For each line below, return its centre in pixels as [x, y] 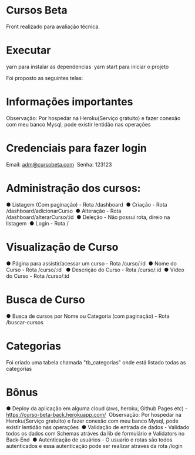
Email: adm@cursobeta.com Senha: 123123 [59, 164]
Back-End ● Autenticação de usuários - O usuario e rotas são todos [89, 440]
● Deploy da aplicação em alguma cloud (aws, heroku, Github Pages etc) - [97, 408]
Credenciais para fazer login [76, 148]
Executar [28, 50]
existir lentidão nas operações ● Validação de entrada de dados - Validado [98, 427]
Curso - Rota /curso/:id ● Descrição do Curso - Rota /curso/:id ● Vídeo [95, 270]
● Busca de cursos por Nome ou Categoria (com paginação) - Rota [88, 316]
